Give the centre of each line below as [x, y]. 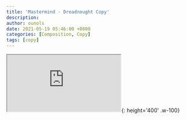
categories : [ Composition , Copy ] [48, 35]
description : [23, 18]
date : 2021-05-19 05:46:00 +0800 [48, 29]
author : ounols [25, 23]
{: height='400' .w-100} [151, 110]
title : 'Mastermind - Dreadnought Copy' [58, 12]
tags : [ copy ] [23, 40]
